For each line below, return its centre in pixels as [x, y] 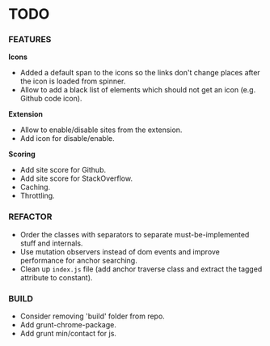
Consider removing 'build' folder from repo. [93, 316]
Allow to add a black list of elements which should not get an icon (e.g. [138, 90]
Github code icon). [51, 99]
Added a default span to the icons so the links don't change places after [140, 73]
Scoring [22, 154]
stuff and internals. [51, 243]
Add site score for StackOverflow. [76, 178]
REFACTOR [30, 217]
